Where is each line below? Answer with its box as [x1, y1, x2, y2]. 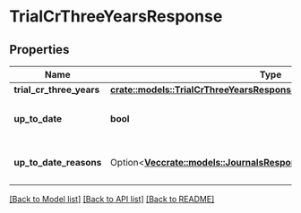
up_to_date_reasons [13, 157, 102, 168]
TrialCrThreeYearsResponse [9, 6, 223, 27]
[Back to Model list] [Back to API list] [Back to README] [9, 194, 215, 204]
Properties [9, 42, 70, 57]
